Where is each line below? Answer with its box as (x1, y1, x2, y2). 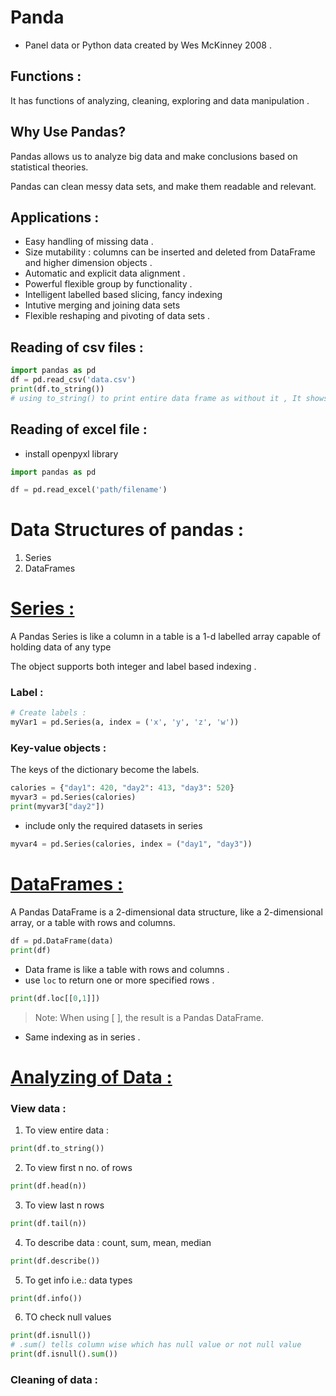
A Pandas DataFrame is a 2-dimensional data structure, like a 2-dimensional (10, 906, 323, 918)
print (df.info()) (10, 1293, 83, 1303)
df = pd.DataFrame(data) (10, 936, 114, 946)
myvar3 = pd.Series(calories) (10, 792, 137, 803)
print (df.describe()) (10, 1256, 101, 1266)
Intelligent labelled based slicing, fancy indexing (24, 289, 223, 301)
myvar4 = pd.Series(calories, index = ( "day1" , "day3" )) (10, 839, 253, 850)
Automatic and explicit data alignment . (24, 267, 186, 280)
